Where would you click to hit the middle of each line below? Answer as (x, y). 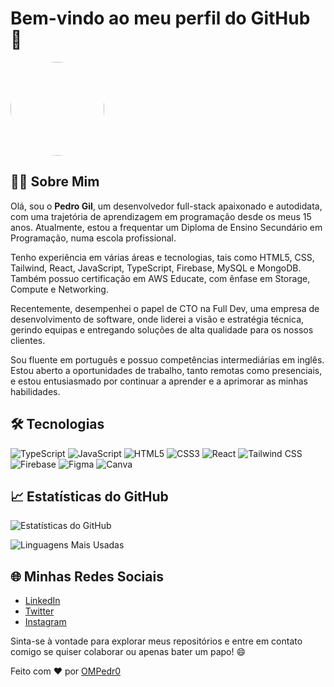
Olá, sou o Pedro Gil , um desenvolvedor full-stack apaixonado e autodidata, (166, 206)
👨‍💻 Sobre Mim (55, 182)
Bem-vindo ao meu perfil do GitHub (160, 18)
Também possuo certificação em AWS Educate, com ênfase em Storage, (160, 278)
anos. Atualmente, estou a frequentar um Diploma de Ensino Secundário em (166, 227)
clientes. (28, 340)
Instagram (45, 622)
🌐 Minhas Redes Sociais (87, 576)
